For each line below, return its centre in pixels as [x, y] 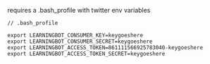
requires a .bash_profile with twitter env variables [79, 10]
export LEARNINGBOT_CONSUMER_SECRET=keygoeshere [80, 41]
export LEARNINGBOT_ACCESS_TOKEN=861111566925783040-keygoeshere [105, 48]
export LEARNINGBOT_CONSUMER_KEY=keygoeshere [75, 35]
